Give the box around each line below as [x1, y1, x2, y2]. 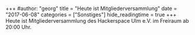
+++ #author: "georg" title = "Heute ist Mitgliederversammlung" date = [5, 5, 177, 12]
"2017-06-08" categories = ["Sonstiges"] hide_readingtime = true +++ [5, 11, 177, 18]
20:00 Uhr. [5, 23, 32, 30]
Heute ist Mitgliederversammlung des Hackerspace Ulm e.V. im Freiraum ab [5, 17, 189, 24]
